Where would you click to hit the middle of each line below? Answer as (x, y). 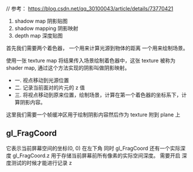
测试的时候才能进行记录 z (41, 163)
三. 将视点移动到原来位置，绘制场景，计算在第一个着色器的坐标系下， (98, 95)
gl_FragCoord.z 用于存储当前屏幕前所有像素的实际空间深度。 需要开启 (96, 155)
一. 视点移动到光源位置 (42, 80)
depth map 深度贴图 (39, 36)
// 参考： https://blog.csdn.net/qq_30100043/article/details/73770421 (90, 8)
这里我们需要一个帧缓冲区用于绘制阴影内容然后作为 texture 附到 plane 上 (93, 115)
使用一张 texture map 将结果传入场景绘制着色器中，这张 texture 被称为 (91, 61)
